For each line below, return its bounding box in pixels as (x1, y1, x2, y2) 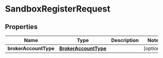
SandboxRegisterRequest (5, 3, 111, 14)
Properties (5, 23, 38, 31)
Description (111, 37, 139, 43)
